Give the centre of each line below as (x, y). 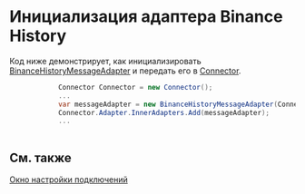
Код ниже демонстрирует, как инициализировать (105, 61)
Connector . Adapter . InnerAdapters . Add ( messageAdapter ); (164, 112)
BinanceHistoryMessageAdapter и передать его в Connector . (125, 71)
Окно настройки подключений (69, 179)
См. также (41, 157)
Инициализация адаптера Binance (146, 17)
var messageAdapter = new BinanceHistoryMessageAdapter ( (168, 104)
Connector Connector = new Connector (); (135, 87)
